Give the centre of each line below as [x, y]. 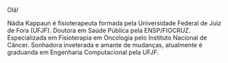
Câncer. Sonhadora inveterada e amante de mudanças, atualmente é [105, 45]
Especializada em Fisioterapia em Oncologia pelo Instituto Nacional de [107, 38]
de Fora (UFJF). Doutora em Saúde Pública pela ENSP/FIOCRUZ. [99, 30]
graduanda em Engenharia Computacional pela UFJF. [83, 52]
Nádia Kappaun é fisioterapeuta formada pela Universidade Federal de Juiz [114, 23]
